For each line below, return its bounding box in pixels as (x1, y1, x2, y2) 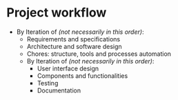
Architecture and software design (26, 42, 122, 50)
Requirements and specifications (26, 34, 121, 43)
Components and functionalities (37, 71, 128, 80)
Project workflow (6, 5, 107, 21)
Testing (37, 79, 59, 87)
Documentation (37, 86, 81, 94)
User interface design (37, 64, 99, 72)
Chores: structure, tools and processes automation (26, 50, 172, 58)
